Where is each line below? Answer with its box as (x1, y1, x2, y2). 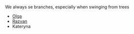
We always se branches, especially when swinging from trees (5, 4, 130, 10)
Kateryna (12, 23, 31, 29)
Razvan (12, 19, 28, 24)
